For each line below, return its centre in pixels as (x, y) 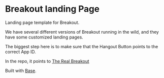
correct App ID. (20, 52)
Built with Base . (21, 70)
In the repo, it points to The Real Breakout (47, 61)
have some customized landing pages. (44, 37)
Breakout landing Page (52, 9)
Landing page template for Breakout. (42, 22)
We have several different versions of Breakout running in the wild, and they (82, 32)
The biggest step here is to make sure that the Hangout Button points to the (82, 46)
